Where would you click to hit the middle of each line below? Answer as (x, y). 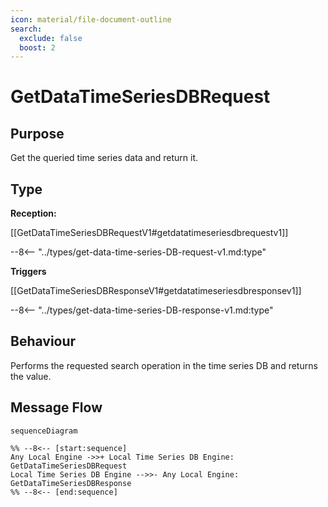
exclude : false (51, 38)
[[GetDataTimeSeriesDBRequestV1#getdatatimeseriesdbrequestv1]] (149, 233)
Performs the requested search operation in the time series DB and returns (164, 365)
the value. (31, 376)
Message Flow (56, 407)
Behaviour (43, 341)
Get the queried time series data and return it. (104, 158)
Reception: (33, 213)
